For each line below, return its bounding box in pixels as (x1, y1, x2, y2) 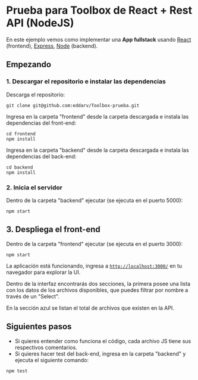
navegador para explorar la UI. (6, 269, 81, 276)
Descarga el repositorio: (6, 91, 65, 98)
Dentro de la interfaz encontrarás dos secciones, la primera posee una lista (6, 280, 190, 287)
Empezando (6, 60, 52, 70)
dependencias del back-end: (6, 152, 77, 160)
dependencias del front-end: (6, 119, 77, 126)
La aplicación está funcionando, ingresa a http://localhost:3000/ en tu (6, 262, 183, 269)
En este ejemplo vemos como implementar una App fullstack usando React (6, 36, 191, 43)
